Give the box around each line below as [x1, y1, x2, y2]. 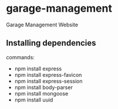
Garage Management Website [6, 21, 78, 28]
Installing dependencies [6, 38, 96, 48]
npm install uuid [14, 96, 53, 103]
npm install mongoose [14, 90, 69, 97]
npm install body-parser [14, 84, 73, 91]
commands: [6, 53, 35, 60]
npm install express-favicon [14, 71, 82, 78]
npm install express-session [14, 77, 83, 84]
